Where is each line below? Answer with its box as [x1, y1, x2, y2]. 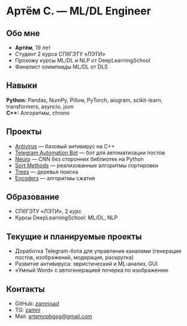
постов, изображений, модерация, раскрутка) [14, 254, 134, 261]
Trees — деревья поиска [14, 168, 79, 175]
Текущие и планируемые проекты [6, 231, 142, 241]
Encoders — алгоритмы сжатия [14, 174, 95, 181]
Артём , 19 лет [14, 44, 51, 51]
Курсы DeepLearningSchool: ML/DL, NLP [14, 214, 118, 222]
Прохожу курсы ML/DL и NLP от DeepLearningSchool [14, 57, 151, 64]
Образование [6, 192, 60, 202]
